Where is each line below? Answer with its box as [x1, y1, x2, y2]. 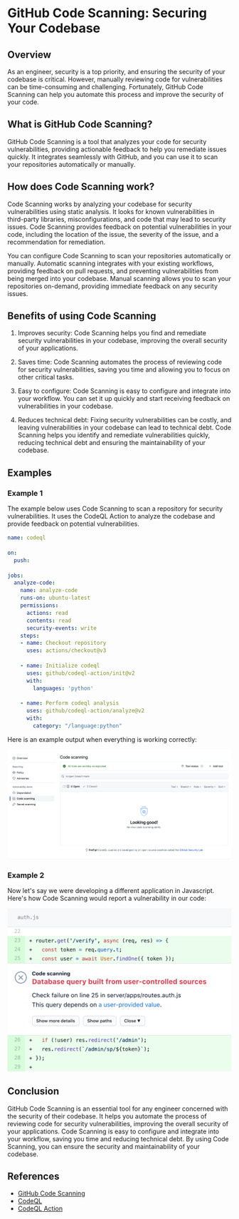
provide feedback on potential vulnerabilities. [7, 519, 140, 529]
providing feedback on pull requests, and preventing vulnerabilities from [7, 266, 219, 275]
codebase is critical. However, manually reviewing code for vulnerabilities [7, 75, 223, 83]
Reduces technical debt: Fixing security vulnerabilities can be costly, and [17, 416, 232, 424]
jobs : [7, 572, 23, 579]
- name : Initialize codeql [20, 662, 100, 669]
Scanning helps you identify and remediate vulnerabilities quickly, [17, 431, 211, 439]
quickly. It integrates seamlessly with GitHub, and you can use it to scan [7, 152, 218, 161]
